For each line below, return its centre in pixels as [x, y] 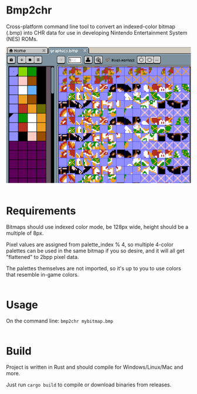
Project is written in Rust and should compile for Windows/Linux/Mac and [95, 367]
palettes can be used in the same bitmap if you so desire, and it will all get [95, 251]
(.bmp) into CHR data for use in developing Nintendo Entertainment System [97, 32]
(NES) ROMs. [22, 39]
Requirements [41, 211]
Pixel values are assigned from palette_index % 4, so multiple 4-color [90, 245]
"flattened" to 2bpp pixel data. [43, 257]
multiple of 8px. [25, 233]
